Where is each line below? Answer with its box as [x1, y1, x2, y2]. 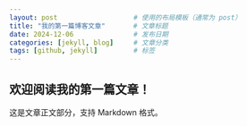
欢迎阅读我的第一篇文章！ [9, 81, 150, 97]
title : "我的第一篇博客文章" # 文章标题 [9, 21, 168, 30]
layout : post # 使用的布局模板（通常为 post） [9, 13, 242, 22]
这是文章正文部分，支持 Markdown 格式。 [9, 106, 163, 117]
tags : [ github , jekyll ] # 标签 [9, 46, 156, 55]
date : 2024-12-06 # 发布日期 [9, 29, 168, 38]
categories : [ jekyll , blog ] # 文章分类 [9, 38, 168, 47]
